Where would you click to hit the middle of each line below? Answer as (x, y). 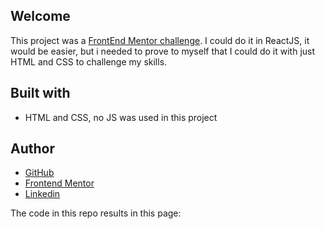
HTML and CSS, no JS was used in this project (121, 117)
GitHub (39, 173)
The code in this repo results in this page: (96, 213)
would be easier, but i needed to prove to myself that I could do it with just (163, 51)
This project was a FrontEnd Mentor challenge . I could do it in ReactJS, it (160, 40)
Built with (40, 93)
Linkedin (42, 194)
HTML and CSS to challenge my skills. (89, 61)
